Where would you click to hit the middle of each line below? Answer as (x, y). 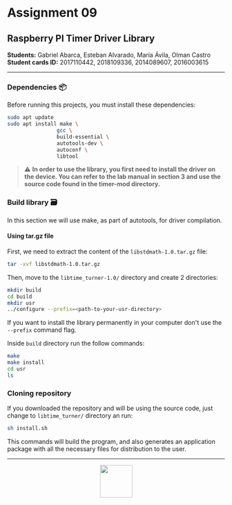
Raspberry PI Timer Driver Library (81, 38)
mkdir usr (21, 303)
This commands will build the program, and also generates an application (111, 441)
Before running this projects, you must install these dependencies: (101, 105)
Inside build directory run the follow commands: (76, 344)
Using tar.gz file (30, 236)
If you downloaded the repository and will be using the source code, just (110, 408)
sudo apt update (30, 118)
